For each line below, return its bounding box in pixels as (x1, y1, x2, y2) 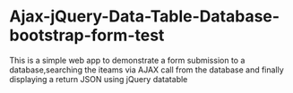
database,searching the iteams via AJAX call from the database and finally (9, 64, 284, 75)
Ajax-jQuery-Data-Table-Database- (9, 6, 280, 27)
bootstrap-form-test (9, 25, 165, 46)
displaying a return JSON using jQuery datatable (9, 73, 188, 84)
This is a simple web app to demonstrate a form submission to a (9, 55, 246, 65)
